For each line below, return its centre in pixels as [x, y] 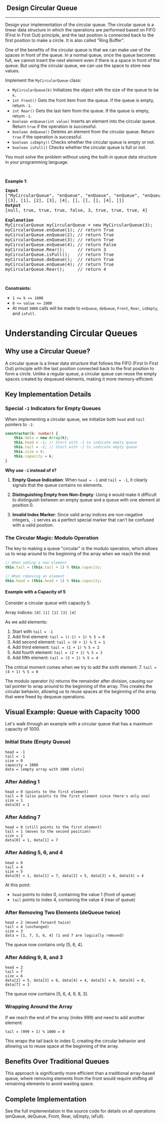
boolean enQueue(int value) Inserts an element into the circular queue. [84, 121]
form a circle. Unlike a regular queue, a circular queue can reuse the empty [81, 374]
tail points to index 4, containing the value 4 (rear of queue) [74, 900]
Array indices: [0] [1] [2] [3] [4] [41, 612]
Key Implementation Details [48, 394]
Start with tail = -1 [32, 631]
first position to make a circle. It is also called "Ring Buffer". [65, 40]
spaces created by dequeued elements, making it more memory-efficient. [80, 379]
